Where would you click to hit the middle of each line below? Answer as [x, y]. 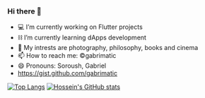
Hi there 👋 [25, 11]
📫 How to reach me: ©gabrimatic [67, 56]
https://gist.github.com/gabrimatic [68, 73]
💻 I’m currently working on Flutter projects [80, 27]
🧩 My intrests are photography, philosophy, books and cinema [108, 48]
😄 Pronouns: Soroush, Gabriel [62, 66]
